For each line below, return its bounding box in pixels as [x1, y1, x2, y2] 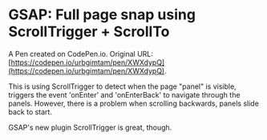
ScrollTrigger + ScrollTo [8, 22, 170, 41]
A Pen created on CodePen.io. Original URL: [8, 49, 154, 58]
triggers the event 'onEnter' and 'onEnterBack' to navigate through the [8, 90, 241, 99]
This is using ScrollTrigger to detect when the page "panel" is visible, [8, 82, 237, 91]
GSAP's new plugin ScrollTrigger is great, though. [8, 122, 172, 132]
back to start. [8, 106, 52, 117]
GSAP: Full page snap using [8, 6, 196, 24]
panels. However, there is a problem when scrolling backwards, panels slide [8, 98, 259, 108]
